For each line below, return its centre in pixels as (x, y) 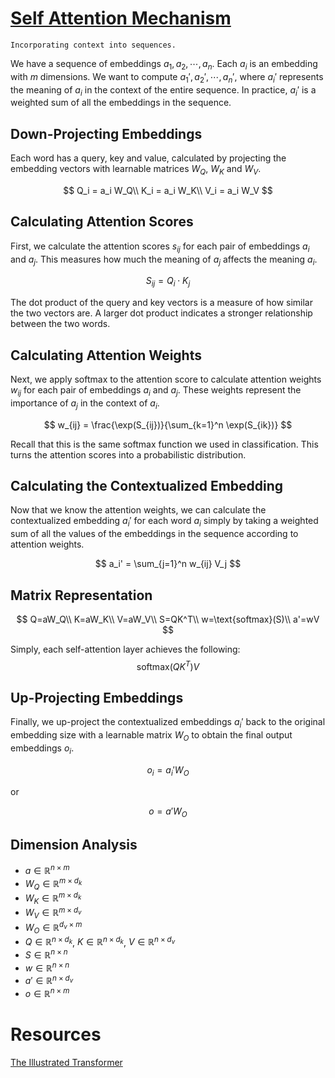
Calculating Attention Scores (102, 222)
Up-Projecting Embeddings (97, 698)
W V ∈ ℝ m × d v (53, 913)
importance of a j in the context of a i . (85, 404)
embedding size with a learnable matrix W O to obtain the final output (151, 736)
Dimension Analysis (74, 844)
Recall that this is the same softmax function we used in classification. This (164, 444)
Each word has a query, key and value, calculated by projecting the (148, 158)
